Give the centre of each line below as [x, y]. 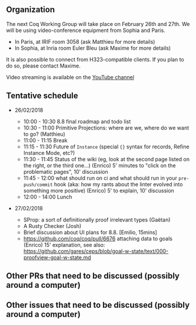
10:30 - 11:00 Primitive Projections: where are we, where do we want [106, 128]
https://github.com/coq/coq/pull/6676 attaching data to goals [98, 238]
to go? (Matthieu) [44, 134]
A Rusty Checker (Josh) [52, 226]
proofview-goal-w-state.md [57, 257]
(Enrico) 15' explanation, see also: [64, 245]
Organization [30, 10]
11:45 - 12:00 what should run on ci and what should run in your [100, 178]
